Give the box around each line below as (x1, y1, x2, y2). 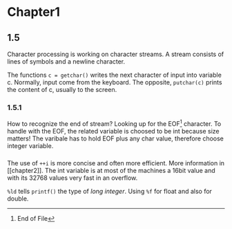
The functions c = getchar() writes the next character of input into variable (7, 71, 222, 79)
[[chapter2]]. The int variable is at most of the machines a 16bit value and (7, 166, 215, 174)
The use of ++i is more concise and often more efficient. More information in (7, 158, 225, 167)
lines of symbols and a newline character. (7, 57, 126, 66)
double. (7, 194, 29, 203)
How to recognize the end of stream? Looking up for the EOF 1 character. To (7, 118, 222, 128)
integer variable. (7, 141, 54, 149)
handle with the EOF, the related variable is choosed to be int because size (7, 127, 220, 135)
